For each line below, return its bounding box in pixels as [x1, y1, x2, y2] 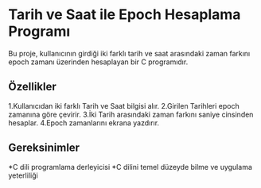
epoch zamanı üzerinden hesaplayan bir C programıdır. [8, 57, 189, 67]
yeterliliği [8, 171, 38, 180]
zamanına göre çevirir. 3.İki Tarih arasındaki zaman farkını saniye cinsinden [8, 109, 254, 119]
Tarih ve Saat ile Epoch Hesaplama [8, 6, 241, 24]
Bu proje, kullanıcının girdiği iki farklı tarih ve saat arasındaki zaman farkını [8, 48, 251, 58]
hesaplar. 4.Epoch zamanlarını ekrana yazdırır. [8, 117, 160, 128]
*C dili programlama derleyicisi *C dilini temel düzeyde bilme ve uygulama [8, 162, 252, 171]
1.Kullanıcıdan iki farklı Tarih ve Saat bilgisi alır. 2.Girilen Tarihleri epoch [8, 101, 240, 110]
